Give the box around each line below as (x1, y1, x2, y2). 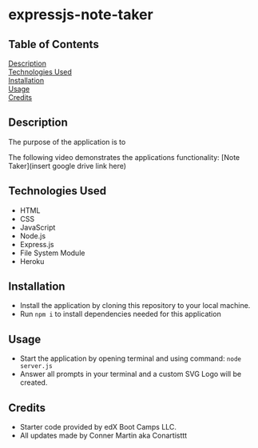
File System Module (19, 248, 85, 258)
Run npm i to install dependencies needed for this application (19, 310, 221, 319)
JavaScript (19, 222, 56, 232)
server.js (19, 362, 54, 370)
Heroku (19, 256, 45, 266)
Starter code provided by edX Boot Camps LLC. (19, 422, 177, 432)
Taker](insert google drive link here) (8, 161, 126, 170)
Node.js (19, 230, 46, 241)
